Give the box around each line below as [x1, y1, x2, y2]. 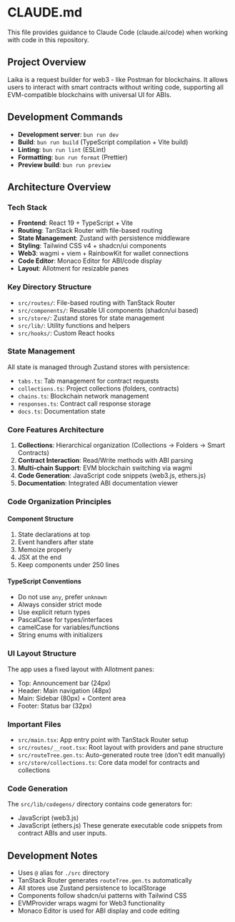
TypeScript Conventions [7, 576, 81, 586]
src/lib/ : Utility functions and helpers [17, 321, 131, 329]
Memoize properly [17, 546, 72, 554]
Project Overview [7, 56, 86, 69]
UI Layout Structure [7, 648, 76, 658]
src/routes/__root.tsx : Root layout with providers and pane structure [17, 743, 224, 752]
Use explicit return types [17, 608, 91, 616]
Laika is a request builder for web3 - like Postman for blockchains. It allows [7, 75, 229, 84]
